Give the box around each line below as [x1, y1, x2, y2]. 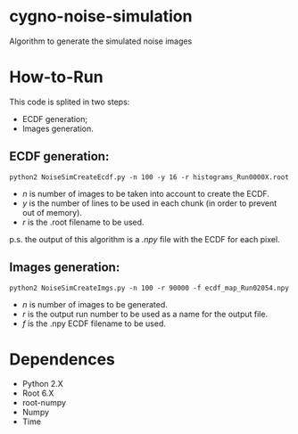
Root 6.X [21, 388, 54, 398]
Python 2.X [21, 379, 64, 389]
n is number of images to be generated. [21, 299, 168, 309]
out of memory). [21, 207, 83, 217]
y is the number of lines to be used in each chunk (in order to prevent [21, 198, 277, 209]
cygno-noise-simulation [9, 6, 193, 27]
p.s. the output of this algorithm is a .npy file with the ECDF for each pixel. [9, 233, 280, 244]
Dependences [9, 349, 116, 369]
